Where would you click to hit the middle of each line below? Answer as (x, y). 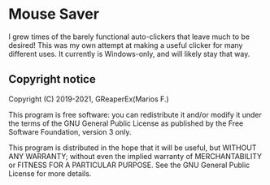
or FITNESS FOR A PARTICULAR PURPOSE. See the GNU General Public (129, 165)
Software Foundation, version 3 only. (70, 131)
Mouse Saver (54, 14)
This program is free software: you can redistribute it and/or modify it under (135, 114)
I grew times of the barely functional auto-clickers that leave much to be (129, 37)
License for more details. (50, 173)
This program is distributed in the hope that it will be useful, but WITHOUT (133, 148)
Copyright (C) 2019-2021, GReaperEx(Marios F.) (89, 99)
